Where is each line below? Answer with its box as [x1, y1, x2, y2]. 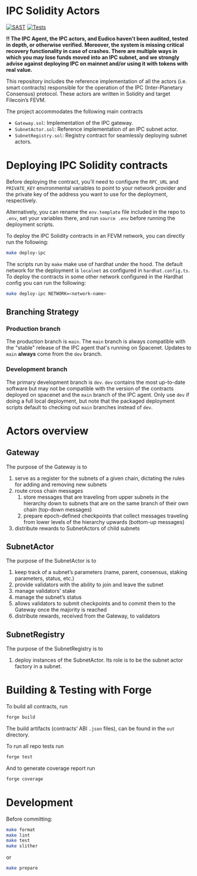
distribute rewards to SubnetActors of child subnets [14, 525, 140, 532]
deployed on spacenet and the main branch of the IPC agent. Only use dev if [6, 391, 189, 398]
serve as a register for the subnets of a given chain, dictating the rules [14, 474, 185, 482]
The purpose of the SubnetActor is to [6, 558, 96, 565]
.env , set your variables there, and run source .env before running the [6, 214, 175, 221]
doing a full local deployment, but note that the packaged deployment [6, 397, 175, 404]
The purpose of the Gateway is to [6, 463, 87, 470]
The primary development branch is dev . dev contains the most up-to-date [6, 379, 186, 386]
